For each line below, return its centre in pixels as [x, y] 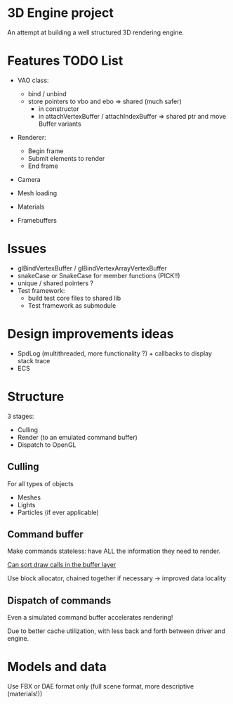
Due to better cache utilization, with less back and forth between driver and [116, 631]
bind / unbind [47, 93]
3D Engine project [60, 13]
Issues [27, 249]
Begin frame [46, 151]
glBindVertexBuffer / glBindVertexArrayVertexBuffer [92, 268]
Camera [29, 179]
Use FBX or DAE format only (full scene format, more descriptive [101, 686]
